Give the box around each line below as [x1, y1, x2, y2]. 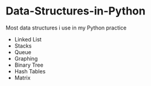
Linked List [14, 35, 42, 43]
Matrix [14, 74, 31, 81]
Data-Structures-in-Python [5, 4, 146, 18]
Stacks [14, 42, 32, 49]
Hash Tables [14, 67, 46, 75]
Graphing [14, 55, 38, 62]
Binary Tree [14, 61, 43, 69]
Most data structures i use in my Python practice [5, 24, 127, 31]
